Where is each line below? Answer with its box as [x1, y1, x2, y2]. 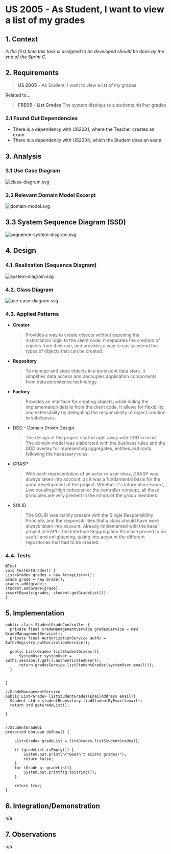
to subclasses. [25, 415, 56, 421]
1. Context [5, 35, 38, 43]
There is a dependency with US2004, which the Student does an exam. [12, 137, 163, 144]
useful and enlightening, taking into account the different [25, 534, 145, 540]
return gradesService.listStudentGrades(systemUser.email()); [18, 662, 154, 668]
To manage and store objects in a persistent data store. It [25, 368, 145, 374]
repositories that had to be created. [25, 539, 100, 545]
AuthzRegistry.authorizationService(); [5, 640, 90, 646]
